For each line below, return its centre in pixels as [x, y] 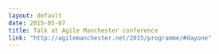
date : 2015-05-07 [37, 23]
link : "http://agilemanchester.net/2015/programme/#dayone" [110, 38]
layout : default [35, 15]
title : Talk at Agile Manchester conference [83, 30]
